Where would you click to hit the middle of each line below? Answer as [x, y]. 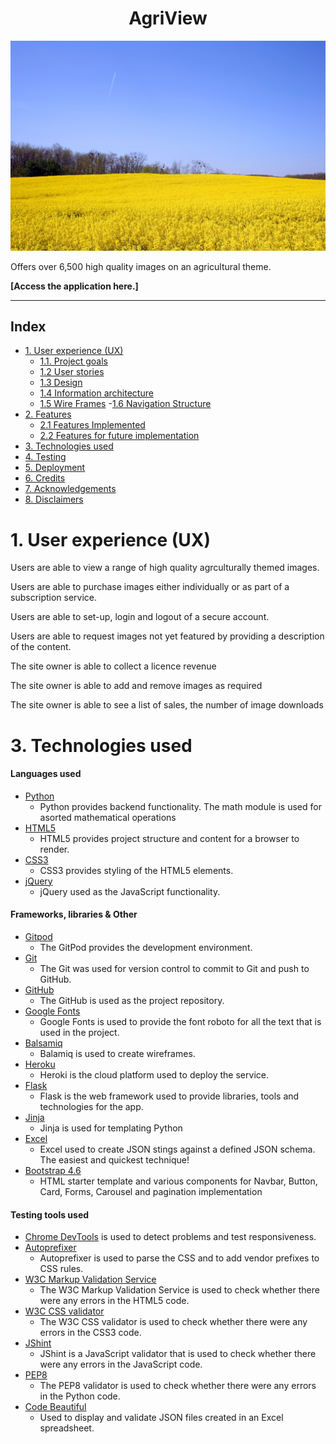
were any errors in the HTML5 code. [114, 1301]
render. [54, 849]
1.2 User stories [72, 372]
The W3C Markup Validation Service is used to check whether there [179, 1290]
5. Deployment [55, 468]
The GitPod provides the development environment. [146, 947]
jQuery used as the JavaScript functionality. [130, 891]
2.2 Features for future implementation [119, 436]
